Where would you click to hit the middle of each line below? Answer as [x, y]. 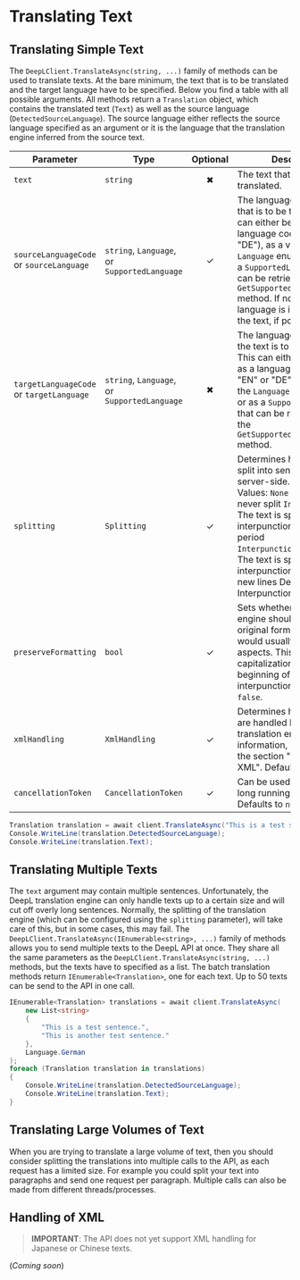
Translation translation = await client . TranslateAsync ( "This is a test [147, 825]
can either [258, 222]
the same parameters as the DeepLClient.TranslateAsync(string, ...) [140, 958]
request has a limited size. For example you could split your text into [134, 1170]
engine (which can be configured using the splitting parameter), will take [146, 920]
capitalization [265, 663]
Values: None [263, 493]
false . [250, 697]
